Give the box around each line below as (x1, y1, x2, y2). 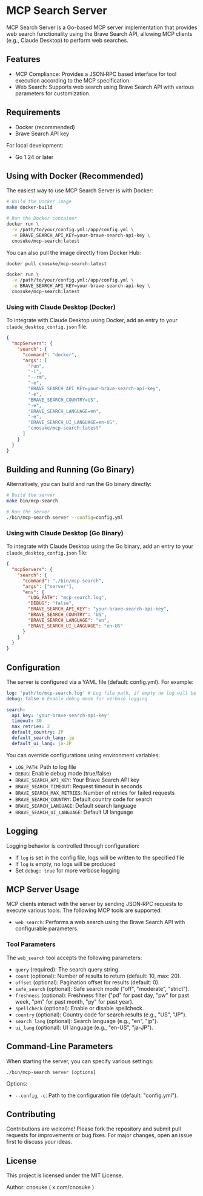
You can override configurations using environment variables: (6, 751, 161, 758)
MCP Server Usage (6, 884, 80, 895)
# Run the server (6, 509, 50, 515)
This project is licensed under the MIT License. (6, 1172, 124, 1179)
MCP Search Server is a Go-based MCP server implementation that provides (6, 24, 198, 31)
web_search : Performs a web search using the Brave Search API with (15, 919, 185, 926)
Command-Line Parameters (6, 1041, 113, 1052)
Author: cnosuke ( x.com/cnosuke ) (6, 1184, 95, 1191)
